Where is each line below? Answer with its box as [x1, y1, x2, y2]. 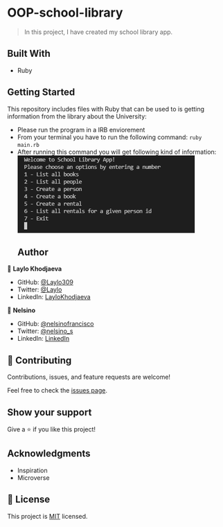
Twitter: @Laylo [17, 285, 62, 294]
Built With [7, 48, 51, 60]
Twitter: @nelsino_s [17, 327, 73, 335]
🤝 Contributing [7, 355, 72, 366]
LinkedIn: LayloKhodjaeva [17, 293, 91, 301]
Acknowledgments [7, 448, 91, 460]
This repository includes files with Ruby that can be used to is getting [7, 105, 205, 113]
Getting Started [7, 87, 75, 98]
